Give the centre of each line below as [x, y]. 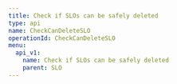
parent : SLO [42, 68]
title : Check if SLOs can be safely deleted [83, 16]
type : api [25, 23]
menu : [17, 46]
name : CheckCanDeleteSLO [49, 30]
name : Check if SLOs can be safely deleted [96, 61]
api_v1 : [28, 53]
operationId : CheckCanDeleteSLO [62, 38]
